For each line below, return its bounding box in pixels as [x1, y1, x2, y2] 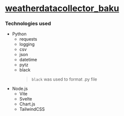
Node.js [12, 86, 28, 92]
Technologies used [5, 20, 51, 27]
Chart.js [19, 101, 35, 107]
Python [12, 31, 27, 37]
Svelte [19, 96, 33, 102]
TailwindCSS [19, 106, 45, 112]
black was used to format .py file [31, 76, 97, 82]
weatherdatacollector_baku [5, 3, 119, 14]
